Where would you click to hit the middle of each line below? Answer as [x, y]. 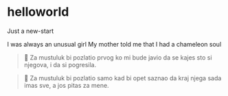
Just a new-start [31, 31]
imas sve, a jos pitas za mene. [66, 85]
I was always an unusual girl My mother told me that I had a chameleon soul [114, 44]
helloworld [38, 12]
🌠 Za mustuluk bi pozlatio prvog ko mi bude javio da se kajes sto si [118, 57]
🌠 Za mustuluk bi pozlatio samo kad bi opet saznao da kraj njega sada [123, 78]
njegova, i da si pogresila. [60, 64]
